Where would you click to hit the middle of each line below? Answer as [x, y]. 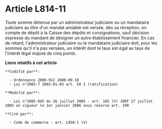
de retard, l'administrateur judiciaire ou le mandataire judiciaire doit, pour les [81, 43]
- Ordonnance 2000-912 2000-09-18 [44, 80]
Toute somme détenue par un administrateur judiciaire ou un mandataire [77, 22]
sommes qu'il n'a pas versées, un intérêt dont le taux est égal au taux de [78, 48]
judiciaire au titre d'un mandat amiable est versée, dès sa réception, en [76, 27]
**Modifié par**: [23, 93]
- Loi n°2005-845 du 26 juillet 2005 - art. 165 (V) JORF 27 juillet [81, 101]
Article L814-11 [36, 9]
